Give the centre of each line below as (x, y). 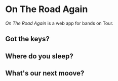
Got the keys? (27, 39)
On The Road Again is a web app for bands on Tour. (60, 23)
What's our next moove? (45, 73)
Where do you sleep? (39, 56)
